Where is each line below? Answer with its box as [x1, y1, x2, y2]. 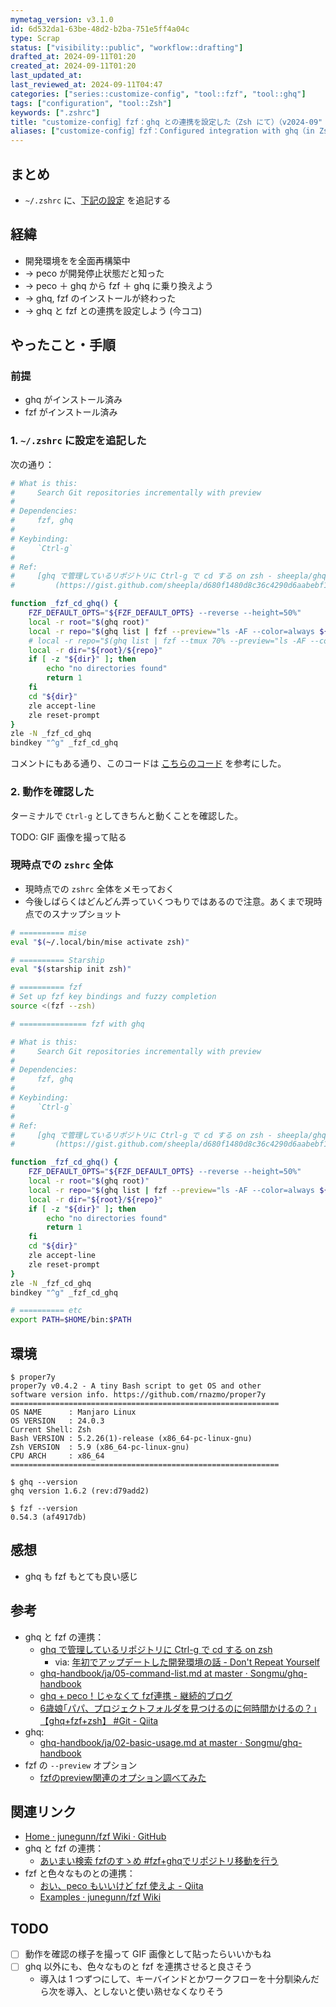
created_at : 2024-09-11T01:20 [10, 61, 137, 71]
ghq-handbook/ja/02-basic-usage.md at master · [39, 1736, 243, 1748]
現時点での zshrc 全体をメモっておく [24, 882, 175, 895]
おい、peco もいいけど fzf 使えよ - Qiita [39, 1880, 204, 1892]
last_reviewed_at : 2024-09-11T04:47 [10, 80, 163, 90]
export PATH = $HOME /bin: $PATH [10, 1315, 132, 1325]
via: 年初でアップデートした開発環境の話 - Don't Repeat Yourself [54, 1656, 320, 1668]
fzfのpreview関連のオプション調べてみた [39, 1771, 207, 1783]
